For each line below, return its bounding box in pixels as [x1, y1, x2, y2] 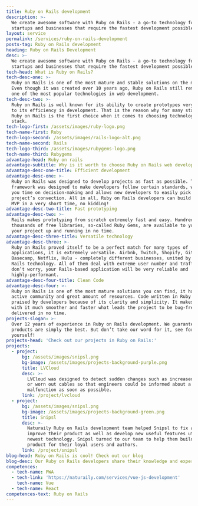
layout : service [6, 31, 46, 37]
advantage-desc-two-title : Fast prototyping [6, 206, 117, 212]
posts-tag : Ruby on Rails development [6, 42, 101, 48]
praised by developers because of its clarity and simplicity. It [11, 299, 178, 305]
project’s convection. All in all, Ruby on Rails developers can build [11, 195, 192, 201]
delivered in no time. [11, 310, 67, 316]
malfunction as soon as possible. [27, 387, 112, 393]
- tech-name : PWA [11, 469, 54, 475]
